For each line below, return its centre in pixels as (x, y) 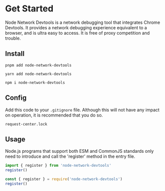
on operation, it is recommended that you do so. (54, 115)
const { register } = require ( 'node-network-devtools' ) (64, 179)
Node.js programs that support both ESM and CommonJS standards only (80, 151)
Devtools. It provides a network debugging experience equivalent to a (76, 27)
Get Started (29, 9)
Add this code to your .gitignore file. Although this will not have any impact (82, 110)
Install (15, 54)
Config (16, 98)
